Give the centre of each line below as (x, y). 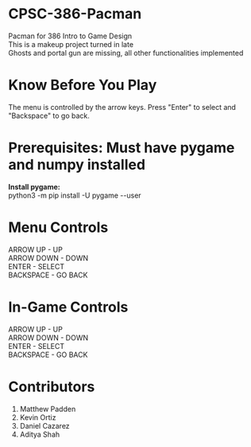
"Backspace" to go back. (49, 116)
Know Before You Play (83, 85)
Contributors (52, 386)
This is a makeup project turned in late (71, 44)
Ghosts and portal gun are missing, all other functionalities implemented (126, 53)
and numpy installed (77, 165)
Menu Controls (58, 227)
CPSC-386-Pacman (75, 14)
